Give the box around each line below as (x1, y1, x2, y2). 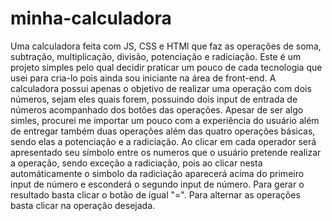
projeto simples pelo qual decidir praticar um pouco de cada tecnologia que (10, 61, 323, 73)
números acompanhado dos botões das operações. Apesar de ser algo (10, 103, 304, 116)
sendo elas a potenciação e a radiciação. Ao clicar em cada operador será (10, 135, 317, 147)
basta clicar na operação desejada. (10, 199, 156, 211)
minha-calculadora (10, 7, 172, 30)
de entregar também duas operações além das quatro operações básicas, (10, 125, 316, 137)
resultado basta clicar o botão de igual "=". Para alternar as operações (10, 188, 301, 201)
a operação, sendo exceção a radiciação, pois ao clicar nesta (10, 157, 263, 169)
